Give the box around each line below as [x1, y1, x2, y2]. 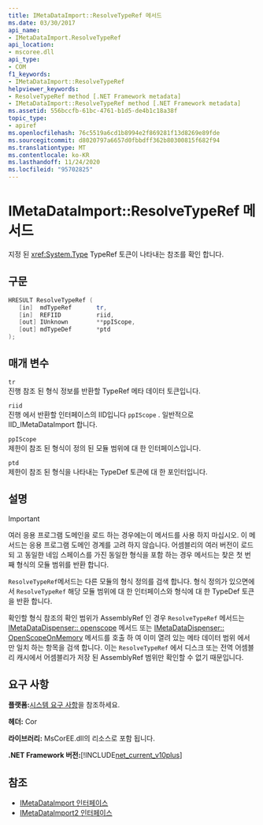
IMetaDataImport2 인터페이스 [19, 808, 113, 818]
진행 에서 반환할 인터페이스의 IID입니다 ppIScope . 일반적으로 [8, 410, 194, 419]
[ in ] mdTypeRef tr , [18, 303, 108, 312]
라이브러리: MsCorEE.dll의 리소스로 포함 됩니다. [8, 733, 156, 743]
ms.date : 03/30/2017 [8, 19, 76, 27]
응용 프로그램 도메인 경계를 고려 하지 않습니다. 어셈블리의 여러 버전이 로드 [28, 540, 254, 549]
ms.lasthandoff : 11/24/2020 [8, 159, 101, 167]
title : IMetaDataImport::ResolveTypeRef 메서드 [8, 11, 163, 20]
